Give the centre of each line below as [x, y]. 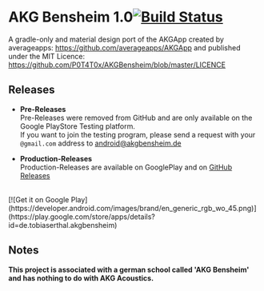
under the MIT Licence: [47, 56]
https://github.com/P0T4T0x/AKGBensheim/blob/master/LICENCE [117, 65]
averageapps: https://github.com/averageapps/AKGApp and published [124, 47]
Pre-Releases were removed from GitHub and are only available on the [136, 118]
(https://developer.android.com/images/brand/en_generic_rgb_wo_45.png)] [132, 208]
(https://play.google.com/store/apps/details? [82, 217]
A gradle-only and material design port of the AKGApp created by [116, 39]
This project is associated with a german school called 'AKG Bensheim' [129, 269]
